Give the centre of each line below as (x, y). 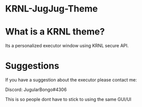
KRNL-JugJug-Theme (51, 9)
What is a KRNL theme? (55, 32)
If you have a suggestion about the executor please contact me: (71, 80)
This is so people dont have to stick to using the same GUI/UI (68, 99)
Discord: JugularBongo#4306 (36, 90)
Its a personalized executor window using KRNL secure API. (67, 46)
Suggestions (32, 66)
